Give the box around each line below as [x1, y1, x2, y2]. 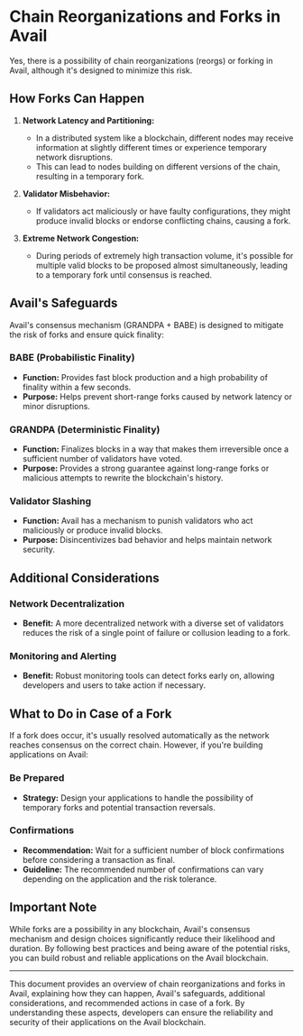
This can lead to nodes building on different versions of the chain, [35, 160, 281, 172]
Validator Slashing [9, 495, 92, 508]
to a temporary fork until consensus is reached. [35, 269, 212, 280]
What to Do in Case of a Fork [9, 706, 172, 721]
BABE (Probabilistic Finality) [9, 352, 135, 364]
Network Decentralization [9, 597, 124, 610]
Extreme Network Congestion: [22, 233, 140, 243]
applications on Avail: [9, 749, 88, 760]
